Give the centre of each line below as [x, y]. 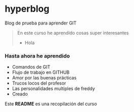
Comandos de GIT [31, 67]
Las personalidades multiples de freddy [53, 89]
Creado [20, 94]
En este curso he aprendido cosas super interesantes [73, 33]
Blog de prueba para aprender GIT [41, 23]
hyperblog [27, 9]
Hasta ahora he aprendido [37, 55]
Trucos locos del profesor [39, 83]
